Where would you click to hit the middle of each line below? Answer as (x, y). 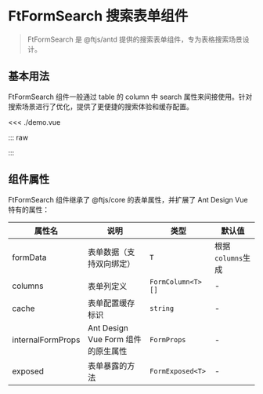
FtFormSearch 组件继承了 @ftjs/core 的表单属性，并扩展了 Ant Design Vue (128, 199)
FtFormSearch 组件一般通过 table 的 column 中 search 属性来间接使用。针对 (130, 97)
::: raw (18, 137)
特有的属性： (29, 210)
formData (29, 257)
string (162, 308)
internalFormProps (46, 340)
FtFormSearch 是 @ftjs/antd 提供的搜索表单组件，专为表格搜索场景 (135, 39)
